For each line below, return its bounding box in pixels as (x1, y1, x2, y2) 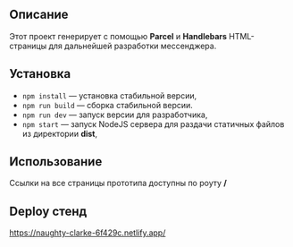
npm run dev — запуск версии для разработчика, (21, 109, 208, 120)
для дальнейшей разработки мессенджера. (48, 40, 217, 51)
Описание (9, 7, 69, 22)
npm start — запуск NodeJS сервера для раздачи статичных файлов (21, 118, 285, 129)
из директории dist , (21, 128, 98, 139)
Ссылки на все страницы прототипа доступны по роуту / (9, 178, 228, 189)
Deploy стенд (9, 203, 88, 218)
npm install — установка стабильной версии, (21, 89, 197, 101)
